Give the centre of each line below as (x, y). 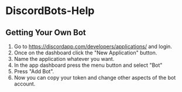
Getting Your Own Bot (46, 33)
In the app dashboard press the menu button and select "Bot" (88, 65)
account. (25, 84)
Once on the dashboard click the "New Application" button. (85, 53)
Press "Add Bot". (34, 71)
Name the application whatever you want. (64, 59)
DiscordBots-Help (50, 11)
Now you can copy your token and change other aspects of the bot (95, 78)
